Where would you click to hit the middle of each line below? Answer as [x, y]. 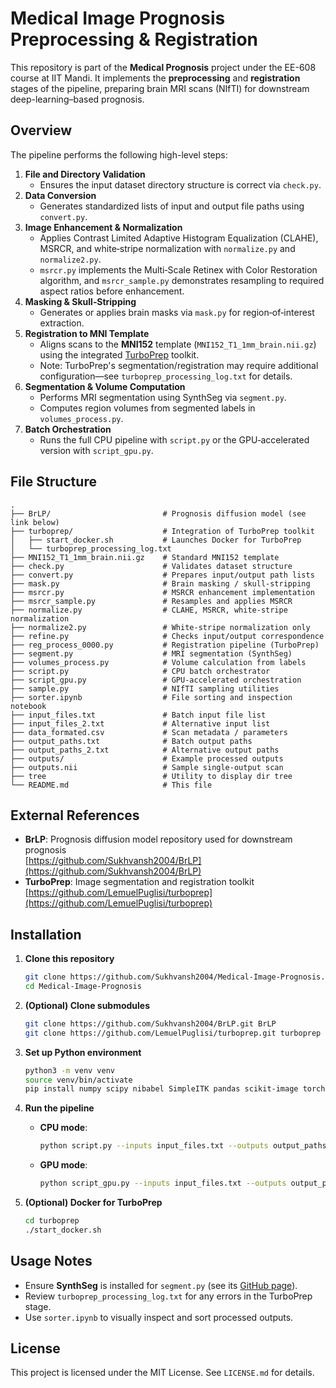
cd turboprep [52, 1221]
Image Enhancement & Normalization [103, 227]
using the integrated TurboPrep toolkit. [119, 354]
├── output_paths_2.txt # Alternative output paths [145, 750]
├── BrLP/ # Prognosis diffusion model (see [158, 513]
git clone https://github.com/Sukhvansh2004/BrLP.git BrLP [150, 1023]
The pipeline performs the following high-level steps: [119, 154]
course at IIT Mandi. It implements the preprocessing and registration [155, 78]
